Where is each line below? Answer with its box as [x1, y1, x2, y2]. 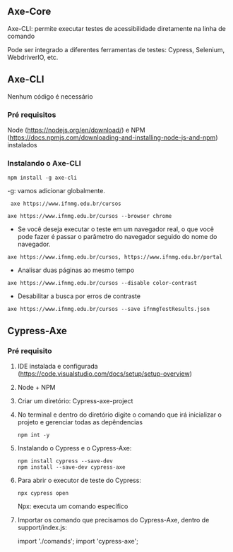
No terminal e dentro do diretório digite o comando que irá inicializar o [17, 410, 222, 419]
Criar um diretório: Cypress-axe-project [17, 396, 133, 405]
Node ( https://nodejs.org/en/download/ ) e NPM [7, 125, 146, 134]
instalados [7, 140, 37, 149]
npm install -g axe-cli [7, 174, 78, 182]
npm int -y [17, 431, 50, 438]
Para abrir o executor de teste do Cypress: [17, 476, 141, 484]
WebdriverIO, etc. [7, 53, 59, 61]
